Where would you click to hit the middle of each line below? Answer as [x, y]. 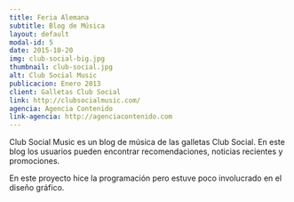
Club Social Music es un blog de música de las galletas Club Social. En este [147, 142]
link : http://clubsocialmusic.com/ [75, 100]
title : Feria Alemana [49, 17]
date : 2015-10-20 [41, 51]
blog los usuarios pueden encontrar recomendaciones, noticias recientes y [146, 151]
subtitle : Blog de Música [57, 26]
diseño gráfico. [37, 188]
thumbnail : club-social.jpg [61, 68]
